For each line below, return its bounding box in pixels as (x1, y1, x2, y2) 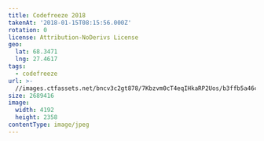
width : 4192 (15, 107, 55, 114)
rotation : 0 (8, 26, 47, 34)
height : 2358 (15, 114, 58, 121)
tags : (8, 63, 26, 70)
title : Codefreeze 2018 (8, 11, 86, 20)
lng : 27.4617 (15, 56, 58, 63)
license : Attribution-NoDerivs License (8, 33, 139, 42)
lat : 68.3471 (15, 48, 58, 56)
